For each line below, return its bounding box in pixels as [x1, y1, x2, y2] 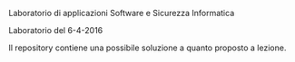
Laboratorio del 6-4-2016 [8, 25, 103, 35]
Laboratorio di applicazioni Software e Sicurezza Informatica [8, 8, 235, 18]
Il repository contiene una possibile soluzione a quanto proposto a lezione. [8, 42, 287, 53]
